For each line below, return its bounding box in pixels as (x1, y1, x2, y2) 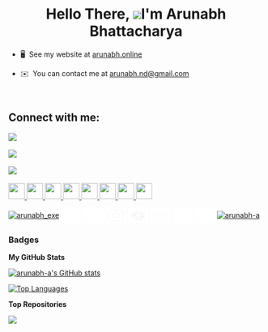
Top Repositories (8, 300, 67, 309)
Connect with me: (8, 111, 100, 125)
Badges (8, 234, 39, 245)
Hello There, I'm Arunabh (45, 5, 227, 23)
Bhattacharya (89, 22, 183, 40)
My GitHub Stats (8, 253, 66, 262)
